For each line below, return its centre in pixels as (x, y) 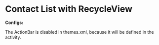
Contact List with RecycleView (69, 9)
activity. (13, 37)
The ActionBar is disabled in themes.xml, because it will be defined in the (79, 32)
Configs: (14, 22)
